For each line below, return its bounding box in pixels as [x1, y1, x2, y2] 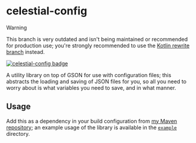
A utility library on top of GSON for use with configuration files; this [6, 71, 172, 78]
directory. [6, 130, 30, 137]
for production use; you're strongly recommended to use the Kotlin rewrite [6, 42, 190, 49]
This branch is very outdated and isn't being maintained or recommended [6, 35, 188, 42]
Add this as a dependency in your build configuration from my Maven [6, 117, 177, 124]
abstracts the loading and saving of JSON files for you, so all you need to [6, 78, 187, 85]
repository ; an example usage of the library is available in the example [6, 124, 177, 131]
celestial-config [6, 4, 88, 18]
